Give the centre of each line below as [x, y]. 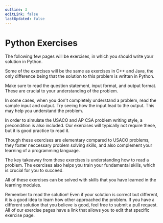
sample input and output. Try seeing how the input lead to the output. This [80, 106]
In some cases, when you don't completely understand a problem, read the [81, 100]
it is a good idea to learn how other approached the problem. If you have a [80, 200]
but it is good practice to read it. [37, 131]
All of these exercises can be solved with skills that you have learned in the [81, 180]
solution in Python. [24, 62]
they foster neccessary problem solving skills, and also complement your [79, 145]
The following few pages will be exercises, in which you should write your [79, 56]
